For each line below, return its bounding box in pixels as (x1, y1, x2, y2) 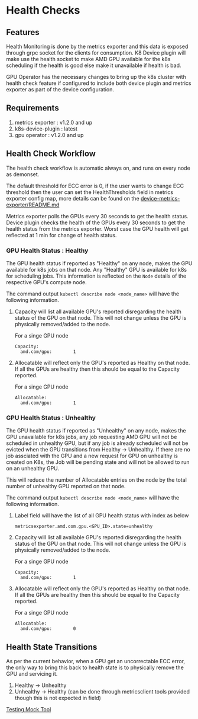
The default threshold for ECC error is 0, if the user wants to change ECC (6, 182, 184, 189)
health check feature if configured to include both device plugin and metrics (6, 79, 191, 87)
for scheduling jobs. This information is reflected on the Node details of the (6, 272, 187, 279)
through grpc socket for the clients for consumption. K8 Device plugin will (6, 49, 186, 56)
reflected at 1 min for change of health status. (6, 231, 117, 238)
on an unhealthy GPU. (6, 465, 60, 472)
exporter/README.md (6, 201, 60, 208)
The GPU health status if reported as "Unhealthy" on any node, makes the (6, 427, 186, 434)
